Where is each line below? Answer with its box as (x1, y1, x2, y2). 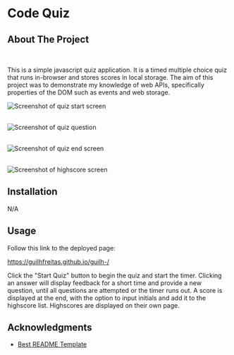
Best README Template (17, 340, 87, 349)
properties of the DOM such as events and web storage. (7, 88, 171, 97)
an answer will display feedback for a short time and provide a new (7, 278, 202, 287)
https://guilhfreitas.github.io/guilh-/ (7, 257, 110, 266)
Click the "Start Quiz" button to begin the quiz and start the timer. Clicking (7, 271, 222, 279)
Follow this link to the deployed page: (7, 243, 116, 252)
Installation (7, 186, 58, 198)
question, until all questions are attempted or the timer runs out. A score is (7, 286, 223, 294)
